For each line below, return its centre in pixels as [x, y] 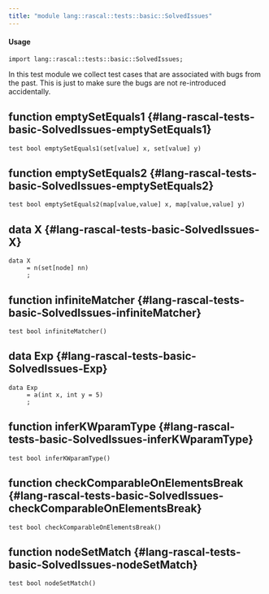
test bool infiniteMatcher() [58, 332]
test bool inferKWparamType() [60, 458]
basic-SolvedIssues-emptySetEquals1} [110, 130]
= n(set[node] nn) [58, 268]
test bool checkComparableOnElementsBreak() [85, 527]
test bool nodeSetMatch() [52, 583]
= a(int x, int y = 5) [65, 395]
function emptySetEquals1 [77, 117]
